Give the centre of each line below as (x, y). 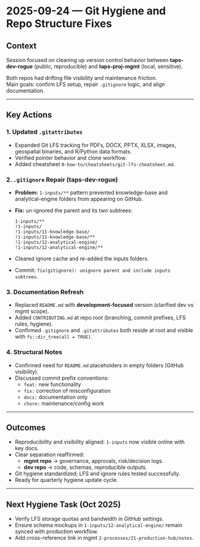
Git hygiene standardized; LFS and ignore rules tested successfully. (97, 474)
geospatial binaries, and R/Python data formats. (73, 151)
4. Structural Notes (34, 352)
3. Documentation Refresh (45, 292)
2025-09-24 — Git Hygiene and (86, 11)
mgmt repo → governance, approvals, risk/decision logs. (93, 461)
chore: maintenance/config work (64, 403)
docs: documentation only (56, 397)
